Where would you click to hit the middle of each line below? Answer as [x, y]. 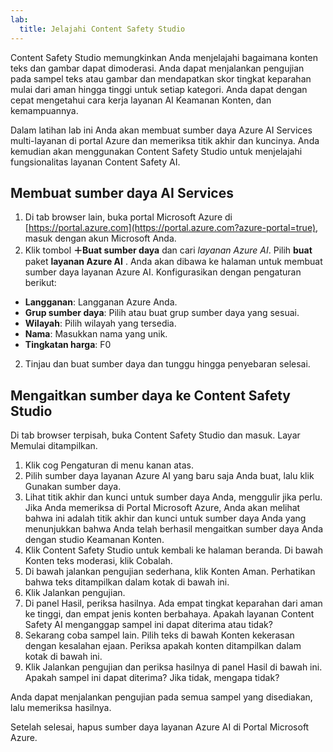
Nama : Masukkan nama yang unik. [96, 334]
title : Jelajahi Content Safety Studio [102, 29]
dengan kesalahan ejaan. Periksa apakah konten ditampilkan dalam [163, 646]
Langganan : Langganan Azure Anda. [101, 302]
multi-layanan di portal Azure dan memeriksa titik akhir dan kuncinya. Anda [165, 140]
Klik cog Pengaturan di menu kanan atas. [109, 465]
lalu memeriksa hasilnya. [61, 708]
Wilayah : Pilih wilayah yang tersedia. [100, 323]
